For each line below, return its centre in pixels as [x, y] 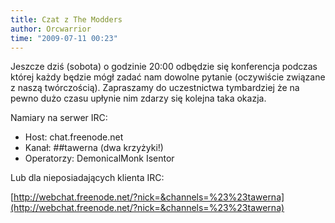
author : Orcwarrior [51, 29]
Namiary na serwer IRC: [59, 118]
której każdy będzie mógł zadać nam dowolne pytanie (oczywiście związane [168, 77]
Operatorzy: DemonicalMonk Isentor [99, 158]
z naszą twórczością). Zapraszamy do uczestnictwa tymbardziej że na [155, 88]
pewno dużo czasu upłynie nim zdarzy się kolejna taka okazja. [138, 98]
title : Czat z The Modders [66, 19]
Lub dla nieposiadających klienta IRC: [87, 178]
